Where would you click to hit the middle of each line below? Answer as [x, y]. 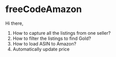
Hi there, [14, 23]
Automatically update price [41, 49]
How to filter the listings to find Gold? [52, 38]
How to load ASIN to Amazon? [44, 43]
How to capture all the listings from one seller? [62, 33]
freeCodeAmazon [44, 9]
